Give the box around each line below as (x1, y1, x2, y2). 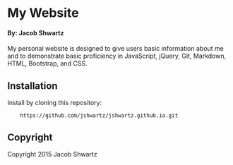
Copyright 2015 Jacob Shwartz (7, 150, 97, 159)
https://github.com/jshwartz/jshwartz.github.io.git (20, 112, 179, 119)
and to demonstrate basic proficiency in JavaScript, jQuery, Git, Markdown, (7, 51, 227, 61)
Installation (7, 80, 58, 92)
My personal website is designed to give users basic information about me (7, 44, 225, 53)
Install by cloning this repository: (7, 99, 102, 107)
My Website (7, 5, 79, 21)
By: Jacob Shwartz (7, 28, 64, 37)
